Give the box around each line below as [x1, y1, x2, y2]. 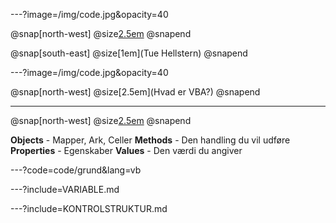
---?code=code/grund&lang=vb [10, 164, 142, 176]
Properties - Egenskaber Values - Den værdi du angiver [10, 145, 243, 156]
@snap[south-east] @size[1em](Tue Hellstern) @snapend [10, 47, 248, 59]
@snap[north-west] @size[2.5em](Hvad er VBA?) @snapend [10, 86, 261, 98]
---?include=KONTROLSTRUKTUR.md [10, 203, 168, 214]
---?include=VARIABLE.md [10, 184, 120, 195]
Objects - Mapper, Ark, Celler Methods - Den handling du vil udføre [10, 134, 291, 146]
